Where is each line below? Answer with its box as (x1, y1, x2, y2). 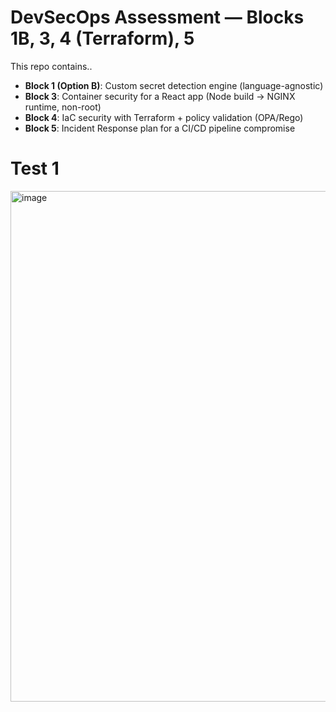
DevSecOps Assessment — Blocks (10, 6, 305, 29)
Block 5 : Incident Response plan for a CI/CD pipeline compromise (24, 122, 296, 134)
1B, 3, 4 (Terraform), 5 (10, 27, 195, 50)
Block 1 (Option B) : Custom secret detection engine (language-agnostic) (24, 79, 324, 91)
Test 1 (10, 157, 60, 180)
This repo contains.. (10, 60, 93, 72)
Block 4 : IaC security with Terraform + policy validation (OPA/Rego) (24, 111, 304, 123)
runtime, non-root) (24, 101, 102, 113)
